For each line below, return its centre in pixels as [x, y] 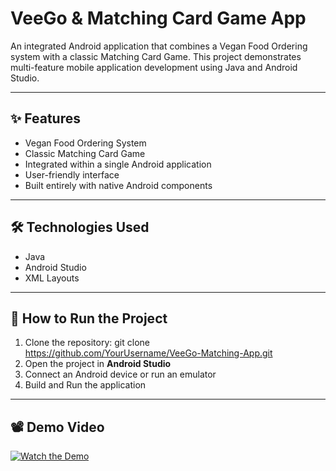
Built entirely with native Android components [118, 185]
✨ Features [45, 118]
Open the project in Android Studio [98, 364]
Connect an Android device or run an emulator [120, 374]
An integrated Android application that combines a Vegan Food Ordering [159, 46]
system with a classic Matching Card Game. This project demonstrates [156, 56]
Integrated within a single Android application [118, 164]
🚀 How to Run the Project [89, 318]
